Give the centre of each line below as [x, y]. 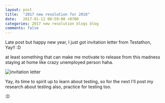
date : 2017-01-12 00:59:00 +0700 [42, 19]
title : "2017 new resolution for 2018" [48, 14]
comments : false [22, 28]
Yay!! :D [13, 48]
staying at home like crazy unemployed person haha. [59, 62]
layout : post [19, 10]
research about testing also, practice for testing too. [58, 87]
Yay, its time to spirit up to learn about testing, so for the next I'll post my [79, 82]
